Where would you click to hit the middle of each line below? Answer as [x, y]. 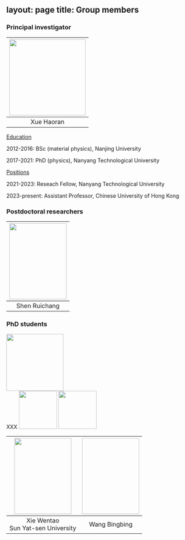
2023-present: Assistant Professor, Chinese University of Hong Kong [93, 196]
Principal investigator [39, 27]
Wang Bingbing [111, 524]
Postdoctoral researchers [45, 211]
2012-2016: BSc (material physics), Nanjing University [74, 148]
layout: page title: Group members [72, 10]
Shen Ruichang [38, 305]
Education [19, 137]
